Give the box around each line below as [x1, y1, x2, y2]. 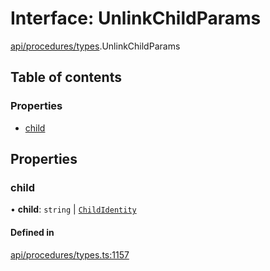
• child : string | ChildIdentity [10, 203, 137, 216]
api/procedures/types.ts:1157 [10, 248, 130, 261]
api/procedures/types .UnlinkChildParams [10, 40, 181, 52]
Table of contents [10, 69, 122, 86]
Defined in [10, 226, 55, 238]
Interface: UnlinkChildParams [10, 7, 262, 30]
